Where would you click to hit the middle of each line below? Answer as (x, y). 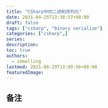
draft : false (22, 23)
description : (22, 45)
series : (16, 39)
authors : (17, 56)
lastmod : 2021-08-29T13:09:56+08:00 (52, 67)
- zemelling (27, 61)
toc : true (18, 50)
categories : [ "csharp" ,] (37, 34)
